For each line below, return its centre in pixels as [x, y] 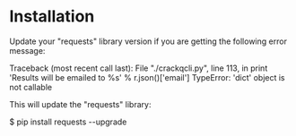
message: [27, 50]
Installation [52, 17]
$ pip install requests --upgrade [68, 122]
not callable [30, 87]
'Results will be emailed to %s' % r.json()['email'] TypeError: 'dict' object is [147, 77]
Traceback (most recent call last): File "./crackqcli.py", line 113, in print [139, 68]
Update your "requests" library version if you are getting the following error [148, 41]
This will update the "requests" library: [80, 104]
